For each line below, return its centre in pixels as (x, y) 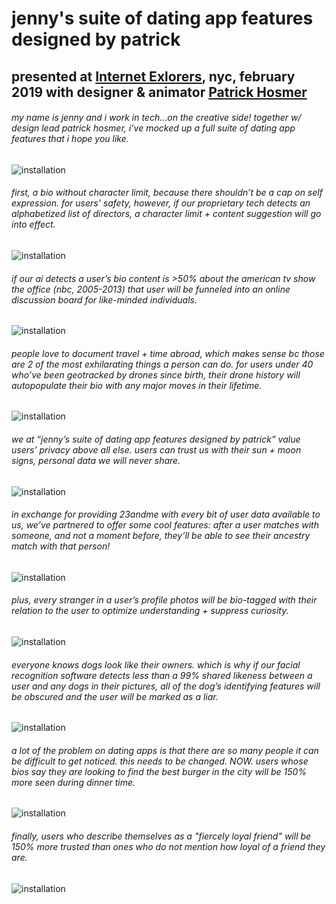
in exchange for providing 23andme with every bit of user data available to (166, 514)
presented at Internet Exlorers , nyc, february (153, 76)
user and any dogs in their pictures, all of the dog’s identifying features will (166, 686)
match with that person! (61, 546)
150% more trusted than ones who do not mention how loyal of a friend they (168, 846)
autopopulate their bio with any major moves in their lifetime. (137, 385)
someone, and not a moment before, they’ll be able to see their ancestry (161, 536)
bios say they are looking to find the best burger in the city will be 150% (159, 771)
